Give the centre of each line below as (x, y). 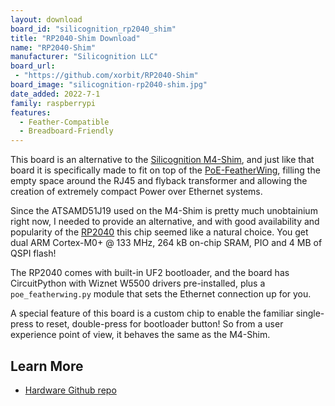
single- (310, 313)
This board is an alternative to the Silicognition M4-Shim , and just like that (162, 160)
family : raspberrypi (53, 103)
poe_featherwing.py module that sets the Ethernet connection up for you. (161, 294)
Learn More (47, 366)
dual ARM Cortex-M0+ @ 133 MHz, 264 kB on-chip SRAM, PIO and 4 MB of (166, 243)
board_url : (33, 66)
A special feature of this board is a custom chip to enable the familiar (152, 313)
